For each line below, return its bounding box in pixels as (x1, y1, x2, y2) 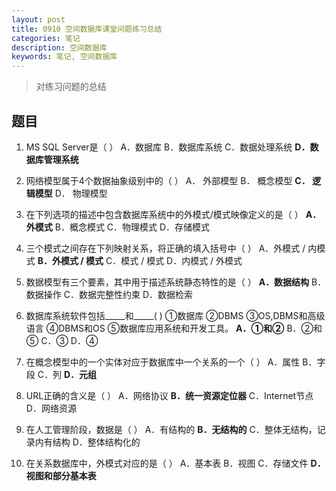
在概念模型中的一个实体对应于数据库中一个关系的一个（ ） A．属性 (25, 356, 301, 368)
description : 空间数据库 (11, 42, 108, 53)
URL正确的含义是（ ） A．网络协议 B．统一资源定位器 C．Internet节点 (25, 389, 314, 401)
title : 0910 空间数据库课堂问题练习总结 (11, 24, 163, 34)
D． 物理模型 (54, 187, 108, 199)
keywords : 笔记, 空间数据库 (11, 52, 118, 62)
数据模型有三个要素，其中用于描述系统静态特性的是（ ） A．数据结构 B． (25, 276, 327, 288)
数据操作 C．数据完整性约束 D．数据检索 (25, 288, 194, 300)
